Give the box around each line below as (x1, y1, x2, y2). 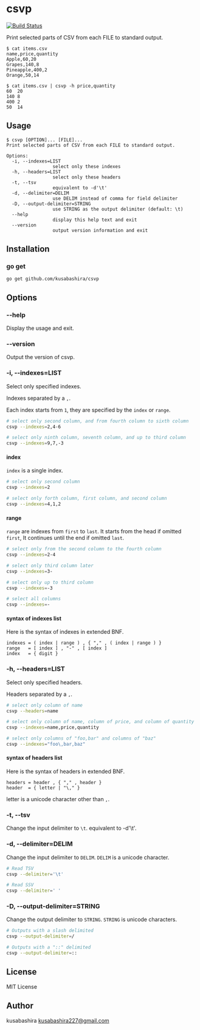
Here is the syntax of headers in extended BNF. (6, 768, 125, 775)
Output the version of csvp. (6, 354, 75, 361)
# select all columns (6, 596, 61, 602)
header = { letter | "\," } (6, 785, 80, 791)
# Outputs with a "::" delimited (6, 944, 91, 951)
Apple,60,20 (6, 56, 36, 62)
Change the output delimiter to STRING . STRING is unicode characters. (6, 916, 178, 923)
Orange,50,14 (6, 72, 40, 78)
